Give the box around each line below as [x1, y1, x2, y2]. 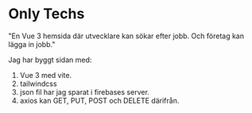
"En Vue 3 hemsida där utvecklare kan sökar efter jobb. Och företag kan [8, 31, 245, 41]
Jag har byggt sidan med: [8, 55, 92, 64]
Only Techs [8, 5, 85, 23]
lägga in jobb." [8, 39, 56, 49]
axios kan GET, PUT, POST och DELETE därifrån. [19, 95, 180, 105]
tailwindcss [19, 79, 57, 88]
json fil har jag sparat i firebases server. [19, 87, 149, 96]
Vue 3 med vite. [19, 70, 72, 80]
